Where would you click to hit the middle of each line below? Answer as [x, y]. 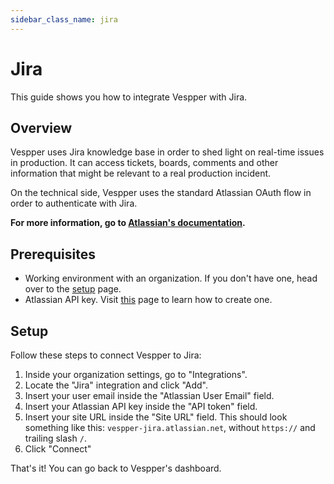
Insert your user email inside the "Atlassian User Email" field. [149, 395]
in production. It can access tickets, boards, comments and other [144, 163]
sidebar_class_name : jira [64, 19]
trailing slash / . [55, 438]
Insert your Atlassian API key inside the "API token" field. [141, 406]
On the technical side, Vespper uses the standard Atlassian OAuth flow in [161, 193]
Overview [41, 127]
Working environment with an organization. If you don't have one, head [171, 278]
